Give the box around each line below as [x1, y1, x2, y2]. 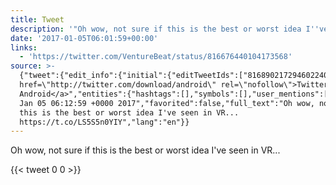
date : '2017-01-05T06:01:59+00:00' [10, 33, 159, 43]
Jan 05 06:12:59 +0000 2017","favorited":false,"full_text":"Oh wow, [19, 98, 315, 108]
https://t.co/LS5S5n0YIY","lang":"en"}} [19, 117, 190, 127]
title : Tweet [10, 14, 65, 25]
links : [10, 42, 38, 53]
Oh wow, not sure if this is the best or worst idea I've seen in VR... [10, 144, 281, 156]
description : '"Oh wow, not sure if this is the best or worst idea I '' [10, 24, 320, 34]
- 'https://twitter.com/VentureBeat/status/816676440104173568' [19, 52, 293, 62]
